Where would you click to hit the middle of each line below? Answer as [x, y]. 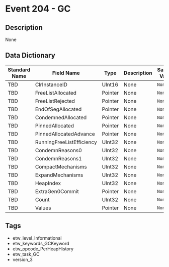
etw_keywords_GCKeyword [41, 243]
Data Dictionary [30, 55]
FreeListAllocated [56, 93]
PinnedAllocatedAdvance [65, 133]
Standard [19, 70]
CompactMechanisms [61, 166]
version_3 [22, 259]
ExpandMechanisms [59, 175]
